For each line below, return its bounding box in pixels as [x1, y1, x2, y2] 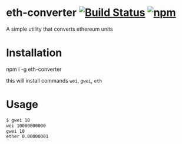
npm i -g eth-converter [6, 66, 62, 73]
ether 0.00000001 [6, 133, 49, 140]
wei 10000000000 [6, 123, 46, 129]
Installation [6, 46, 62, 60]
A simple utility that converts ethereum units [6, 25, 113, 32]
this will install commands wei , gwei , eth [6, 77, 102, 84]
